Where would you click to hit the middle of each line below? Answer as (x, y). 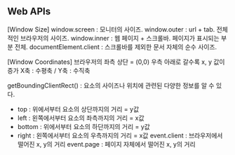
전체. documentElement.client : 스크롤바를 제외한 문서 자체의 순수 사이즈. (116, 47)
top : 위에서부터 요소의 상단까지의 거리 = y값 (78, 109)
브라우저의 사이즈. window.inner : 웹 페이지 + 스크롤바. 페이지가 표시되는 (120, 38)
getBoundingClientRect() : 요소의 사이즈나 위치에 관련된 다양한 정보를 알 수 (111, 85)
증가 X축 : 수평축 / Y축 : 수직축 (49, 70)
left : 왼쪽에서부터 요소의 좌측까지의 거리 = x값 (81, 118)
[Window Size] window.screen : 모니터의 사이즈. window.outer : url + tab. (111, 29)
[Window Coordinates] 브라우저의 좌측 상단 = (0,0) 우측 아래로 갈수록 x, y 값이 (116, 62)
